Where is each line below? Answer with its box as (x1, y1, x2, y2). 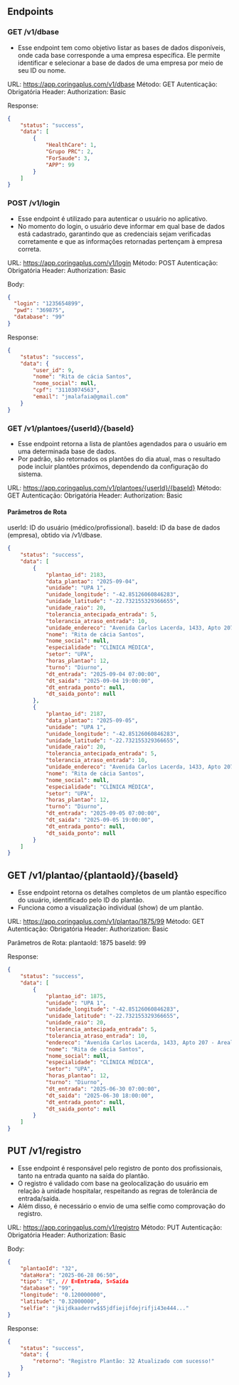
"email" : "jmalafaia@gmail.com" (33, 393, 129, 401)
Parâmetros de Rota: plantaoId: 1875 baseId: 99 (7, 939, 147, 947)
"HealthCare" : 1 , (45, 142, 97, 149)
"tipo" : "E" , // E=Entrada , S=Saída (20, 1278, 129, 1285)
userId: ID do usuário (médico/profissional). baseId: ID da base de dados (7, 523, 221, 532)
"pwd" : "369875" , (14, 307, 65, 314)
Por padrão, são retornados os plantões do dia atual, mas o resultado (17, 455, 221, 463)
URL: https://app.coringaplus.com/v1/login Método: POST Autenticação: (7, 258, 218, 267)
